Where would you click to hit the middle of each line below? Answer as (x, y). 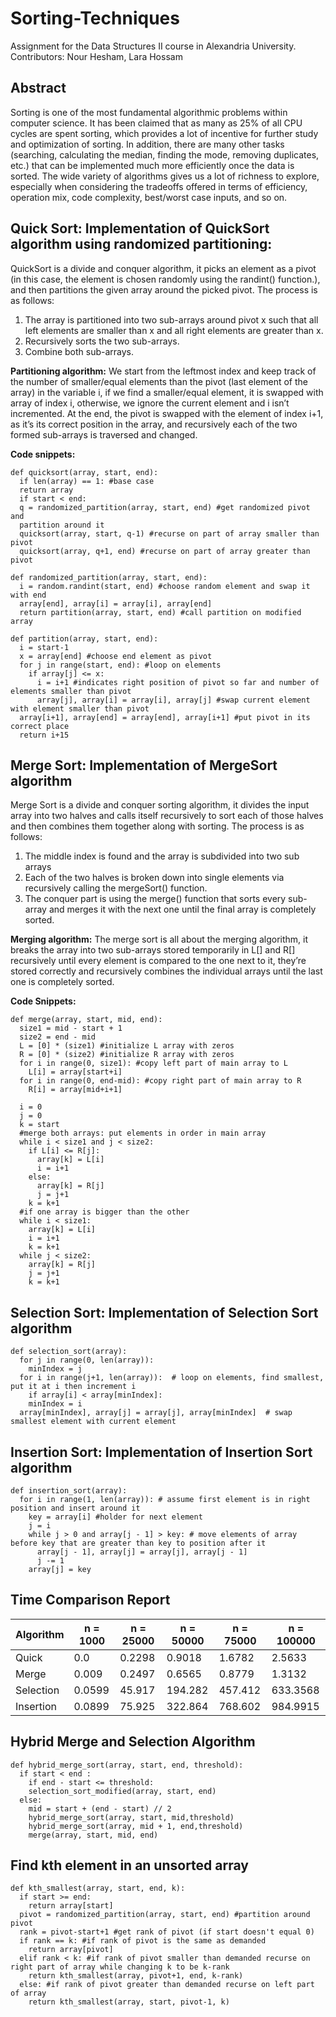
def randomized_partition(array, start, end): (109, 577)
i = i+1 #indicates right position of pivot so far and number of (178, 682)
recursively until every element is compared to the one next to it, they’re (158, 961)
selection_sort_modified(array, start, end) (122, 1791)
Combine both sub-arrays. (79, 351)
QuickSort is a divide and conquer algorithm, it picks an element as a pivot (163, 268)
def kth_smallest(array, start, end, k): (98, 1888)
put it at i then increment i (73, 1387)
